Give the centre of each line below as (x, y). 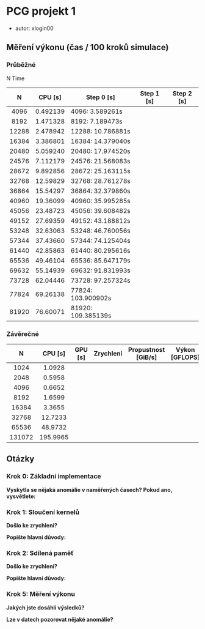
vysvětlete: (21, 496)
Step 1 (150, 93)
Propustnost (146, 349)
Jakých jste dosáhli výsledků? (45, 608)
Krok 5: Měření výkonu (41, 594)
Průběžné (21, 65)
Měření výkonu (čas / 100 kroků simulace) (88, 47)
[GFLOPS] (185, 357)
